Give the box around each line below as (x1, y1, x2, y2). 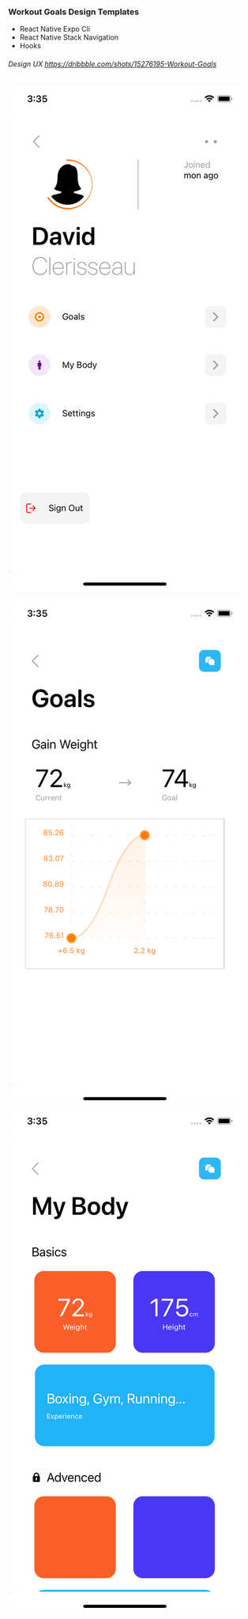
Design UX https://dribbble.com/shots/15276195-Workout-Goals (8, 59, 217, 69)
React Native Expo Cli (19, 25, 91, 34)
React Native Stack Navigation (19, 32, 119, 42)
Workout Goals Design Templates (8, 6, 140, 17)
